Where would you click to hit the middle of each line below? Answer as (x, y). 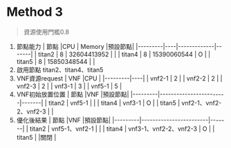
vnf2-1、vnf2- (202, 103)
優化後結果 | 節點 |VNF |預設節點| (64, 120)
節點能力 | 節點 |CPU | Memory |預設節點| (75, 46)
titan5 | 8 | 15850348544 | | (56, 61)
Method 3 (35, 12)
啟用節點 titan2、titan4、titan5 (60, 70)
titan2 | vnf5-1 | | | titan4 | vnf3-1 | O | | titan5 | (114, 103)
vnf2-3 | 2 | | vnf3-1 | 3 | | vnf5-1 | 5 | (69, 86)
